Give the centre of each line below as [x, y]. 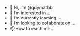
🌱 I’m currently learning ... [35, 18]
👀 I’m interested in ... [30, 13]
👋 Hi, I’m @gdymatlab [31, 8]
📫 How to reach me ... [32, 28]
